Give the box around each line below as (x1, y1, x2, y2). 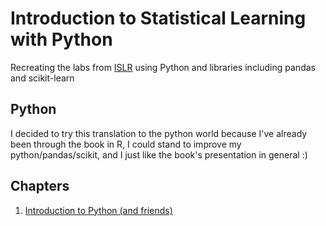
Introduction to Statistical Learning (10, 7, 307, 30)
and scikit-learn (10, 72, 75, 84)
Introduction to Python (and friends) (24, 204, 173, 216)
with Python (10, 28, 113, 51)
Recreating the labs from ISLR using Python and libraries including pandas (10, 61, 316, 73)
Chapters (10, 178, 70, 195)
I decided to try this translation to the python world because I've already (10, 127, 308, 139)
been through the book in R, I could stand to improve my (10, 138, 242, 150)
